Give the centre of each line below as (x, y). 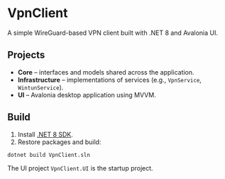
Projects (26, 55)
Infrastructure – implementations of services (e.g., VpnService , (110, 80)
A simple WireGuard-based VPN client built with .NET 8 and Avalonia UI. (113, 33)
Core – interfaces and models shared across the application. (106, 72)
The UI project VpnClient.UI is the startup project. (81, 168)
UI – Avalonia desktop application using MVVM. (87, 94)
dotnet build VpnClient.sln (49, 155)
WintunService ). (40, 87)
